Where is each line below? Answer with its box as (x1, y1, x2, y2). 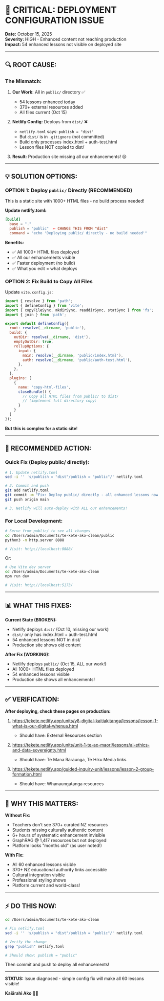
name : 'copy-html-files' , (18, 385, 71, 389)
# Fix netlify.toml (5, 926, 45, 931)
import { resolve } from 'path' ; (5, 298, 73, 304)
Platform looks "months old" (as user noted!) (12, 842, 102, 848)
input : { (18, 348, 36, 353)
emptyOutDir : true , (14, 340, 54, 344)
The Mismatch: (5, 78, 42, 85)
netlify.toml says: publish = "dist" (19, 128, 94, 134)
